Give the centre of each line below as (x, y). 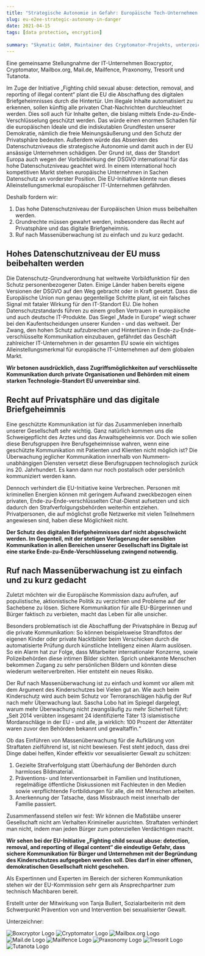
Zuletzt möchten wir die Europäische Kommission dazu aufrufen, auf (92, 595)
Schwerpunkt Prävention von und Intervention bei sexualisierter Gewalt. (96, 910)
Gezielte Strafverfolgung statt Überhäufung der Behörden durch (96, 765)
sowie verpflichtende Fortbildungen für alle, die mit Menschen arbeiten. (105, 791)
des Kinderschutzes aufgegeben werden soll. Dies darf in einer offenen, (100, 860)
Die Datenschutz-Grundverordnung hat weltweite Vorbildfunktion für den (98, 278)
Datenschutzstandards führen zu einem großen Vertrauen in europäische (98, 311)
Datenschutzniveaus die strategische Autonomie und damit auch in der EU (100, 146)
